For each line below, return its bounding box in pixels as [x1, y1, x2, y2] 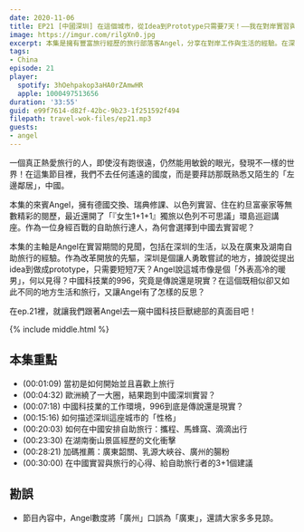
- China [9, 55, 39, 64]
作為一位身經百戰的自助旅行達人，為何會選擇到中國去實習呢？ [24, 221, 255, 232]
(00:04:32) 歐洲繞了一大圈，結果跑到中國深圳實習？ [22, 389, 216, 400]
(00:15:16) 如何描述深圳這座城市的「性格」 [22, 411, 181, 422]
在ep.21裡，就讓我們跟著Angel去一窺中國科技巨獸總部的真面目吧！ [9, 305, 258, 316]
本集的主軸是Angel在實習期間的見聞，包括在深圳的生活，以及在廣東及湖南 [9, 241, 285, 252]
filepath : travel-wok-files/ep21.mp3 [9, 114, 152, 123]
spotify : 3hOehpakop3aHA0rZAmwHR [17, 81, 144, 90]
